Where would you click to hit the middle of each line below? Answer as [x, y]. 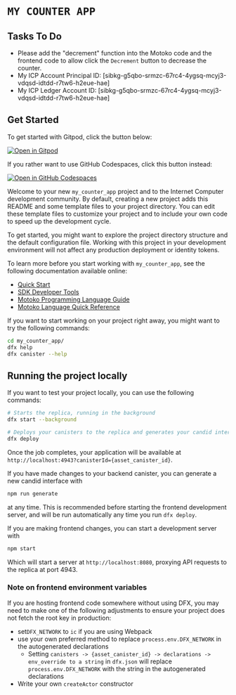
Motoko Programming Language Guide [73, 299]
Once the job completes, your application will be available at [94, 452]
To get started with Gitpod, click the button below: [80, 137]
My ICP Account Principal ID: [59, 76]
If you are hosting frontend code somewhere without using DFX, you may [113, 603]
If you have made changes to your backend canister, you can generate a [112, 473]
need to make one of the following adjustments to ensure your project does [116, 610]
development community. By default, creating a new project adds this [108, 199]
